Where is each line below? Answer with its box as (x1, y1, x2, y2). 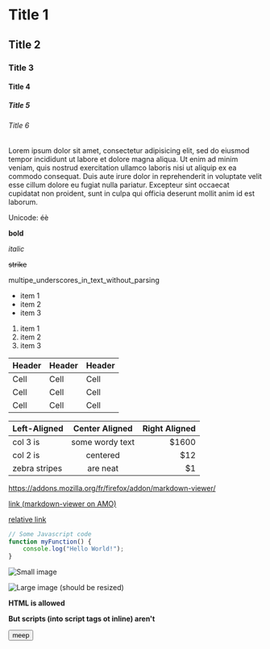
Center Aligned (73, 422, 133, 434)
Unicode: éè (8, 212, 49, 223)
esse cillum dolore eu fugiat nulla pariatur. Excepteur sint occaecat (8, 180, 230, 189)
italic (8, 243, 25, 253)
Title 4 (8, 82, 31, 92)
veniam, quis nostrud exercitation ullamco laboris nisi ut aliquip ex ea (8, 163, 237, 173)
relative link (8, 514, 47, 524)
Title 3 (8, 62, 34, 73)
